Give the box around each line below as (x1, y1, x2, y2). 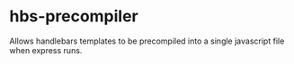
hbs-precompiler (9, 6, 139, 27)
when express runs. (9, 44, 83, 55)
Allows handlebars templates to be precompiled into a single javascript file (9, 36, 285, 46)
